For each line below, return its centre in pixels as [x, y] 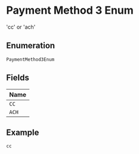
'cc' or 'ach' [21, 27]
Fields [18, 78]
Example [23, 132]
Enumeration [31, 46]
